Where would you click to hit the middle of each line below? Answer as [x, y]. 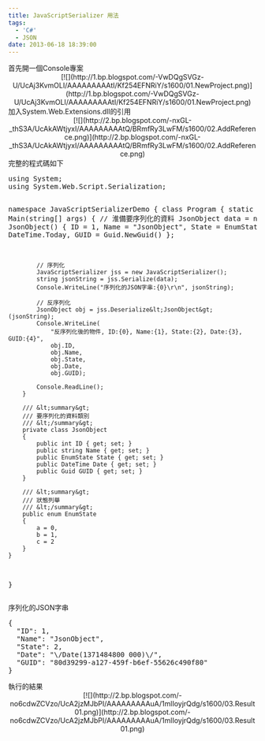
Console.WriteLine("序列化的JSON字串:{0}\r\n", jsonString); [135, 288]
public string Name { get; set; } [93, 451]
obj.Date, [66, 367]
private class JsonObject [65, 430]
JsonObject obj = [65, 310]
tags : [17, 23]
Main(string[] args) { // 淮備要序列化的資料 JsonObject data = [129, 219]
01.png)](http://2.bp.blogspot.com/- [132, 712]
